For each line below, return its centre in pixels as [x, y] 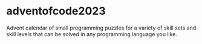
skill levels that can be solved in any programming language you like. [92, 34]
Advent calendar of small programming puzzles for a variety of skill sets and [101, 28]
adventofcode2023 [56, 11]
